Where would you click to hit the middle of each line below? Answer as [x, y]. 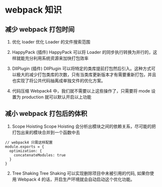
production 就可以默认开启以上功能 [57, 97]
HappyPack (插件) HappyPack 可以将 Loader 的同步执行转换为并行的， [82, 52]
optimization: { [26, 151]
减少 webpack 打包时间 [40, 29]
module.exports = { [25, 147]
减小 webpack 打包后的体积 [46, 114]
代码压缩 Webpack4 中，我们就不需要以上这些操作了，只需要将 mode [81, 91]
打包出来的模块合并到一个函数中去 [46, 132]
